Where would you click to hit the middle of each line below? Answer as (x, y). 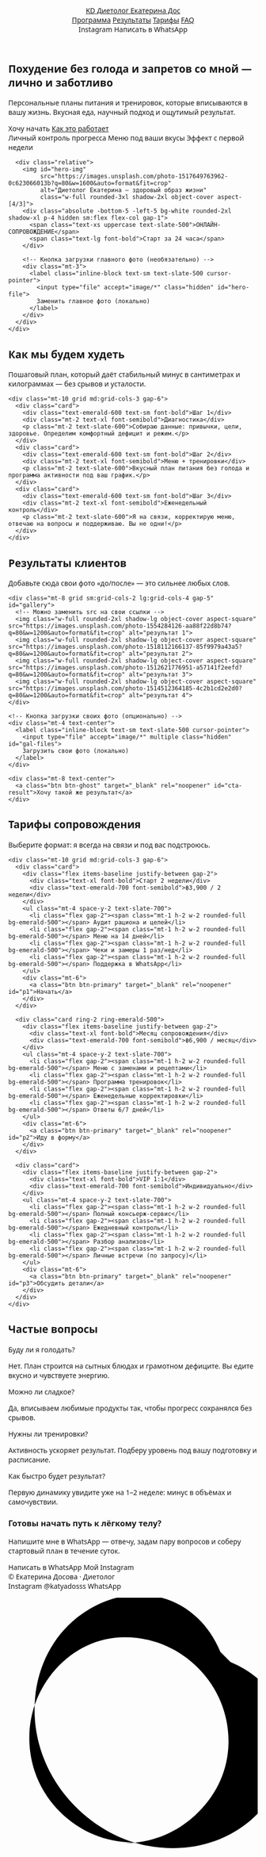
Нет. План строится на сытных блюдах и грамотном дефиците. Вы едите (131, 1366)
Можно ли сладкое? (42, 1391)
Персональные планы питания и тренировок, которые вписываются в (128, 103)
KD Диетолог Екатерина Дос (133, 11)
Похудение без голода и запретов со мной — (130, 69)
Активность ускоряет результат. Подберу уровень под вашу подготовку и (133, 1450)
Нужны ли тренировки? (48, 1434)
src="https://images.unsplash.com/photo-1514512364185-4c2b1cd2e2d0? (125, 689)
